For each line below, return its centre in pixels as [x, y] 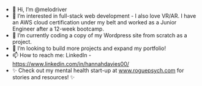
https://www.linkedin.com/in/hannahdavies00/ [71, 64]
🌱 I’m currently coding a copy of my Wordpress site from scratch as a [100, 35]
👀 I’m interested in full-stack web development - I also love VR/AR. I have [104, 16]
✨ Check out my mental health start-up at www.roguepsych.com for [98, 70]
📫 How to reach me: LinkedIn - [52, 55]
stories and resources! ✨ [43, 77]
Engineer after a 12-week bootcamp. [58, 29]
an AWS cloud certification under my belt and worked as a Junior [94, 22]
